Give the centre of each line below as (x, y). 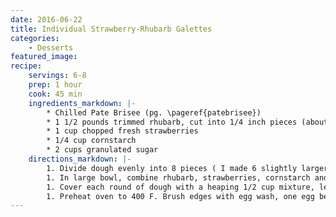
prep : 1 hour (55, 85)
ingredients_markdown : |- (82, 103)
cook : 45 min (55, 94)
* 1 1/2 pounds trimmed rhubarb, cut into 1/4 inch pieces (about (187, 122)
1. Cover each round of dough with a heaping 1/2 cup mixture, (180, 187)
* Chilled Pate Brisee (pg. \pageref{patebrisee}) (154, 112)
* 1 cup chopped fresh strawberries (122, 131)
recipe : (26, 66)
